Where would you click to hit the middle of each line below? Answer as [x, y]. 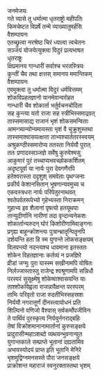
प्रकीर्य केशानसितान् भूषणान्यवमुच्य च [46, 184]
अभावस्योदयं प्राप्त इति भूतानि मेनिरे [44, 350]
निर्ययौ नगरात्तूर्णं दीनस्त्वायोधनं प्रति [44, 302]
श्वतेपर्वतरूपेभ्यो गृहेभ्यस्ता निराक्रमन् [46, 200]
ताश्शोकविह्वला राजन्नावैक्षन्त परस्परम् [46, 287]
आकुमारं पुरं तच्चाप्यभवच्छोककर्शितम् [46, 160]
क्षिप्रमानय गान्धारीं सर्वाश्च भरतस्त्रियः [46, 66]
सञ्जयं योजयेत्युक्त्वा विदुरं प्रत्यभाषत [46, 50]
